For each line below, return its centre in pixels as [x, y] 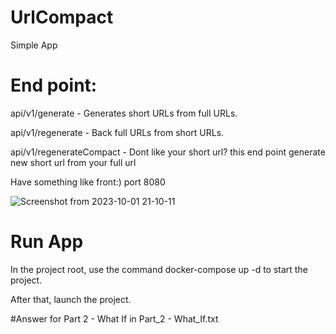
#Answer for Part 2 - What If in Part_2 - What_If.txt [114, 318]
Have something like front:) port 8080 [88, 182]
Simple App [34, 45]
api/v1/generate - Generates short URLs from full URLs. [124, 113]
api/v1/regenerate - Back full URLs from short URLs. [117, 132]
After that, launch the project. [71, 299]
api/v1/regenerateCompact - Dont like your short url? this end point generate [168, 152]
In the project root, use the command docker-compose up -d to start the [159, 269]
